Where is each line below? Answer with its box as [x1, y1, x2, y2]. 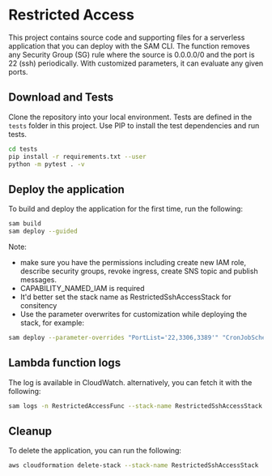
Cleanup [8, 424, 53, 438]
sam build [8, 220, 42, 228]
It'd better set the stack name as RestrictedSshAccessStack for [19, 292, 232, 302]
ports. [8, 66, 28, 76]
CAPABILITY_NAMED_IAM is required [19, 283, 145, 293]
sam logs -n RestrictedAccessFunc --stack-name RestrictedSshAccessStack [8, 401, 263, 410]
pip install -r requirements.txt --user [8, 152, 147, 161]
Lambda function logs [8, 356, 121, 370]
